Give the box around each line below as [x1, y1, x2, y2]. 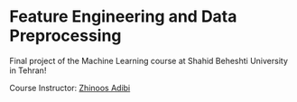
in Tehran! [9, 65, 47, 76]
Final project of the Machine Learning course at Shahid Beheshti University [9, 55, 289, 66]
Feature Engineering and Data [9, 6, 237, 27]
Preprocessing [9, 25, 122, 46]
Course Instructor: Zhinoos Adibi [9, 82, 131, 93]
